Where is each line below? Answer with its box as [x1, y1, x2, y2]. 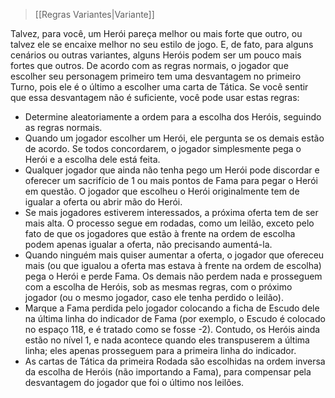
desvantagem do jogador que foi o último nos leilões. [24, 377, 245, 388]
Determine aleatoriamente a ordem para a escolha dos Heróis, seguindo [24, 111, 322, 123]
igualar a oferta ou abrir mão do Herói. [24, 196, 183, 208]
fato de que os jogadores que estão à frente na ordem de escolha [24, 228, 296, 239]
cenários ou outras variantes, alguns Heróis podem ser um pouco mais [10, 49, 302, 61]
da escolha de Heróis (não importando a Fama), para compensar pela [24, 366, 312, 378]
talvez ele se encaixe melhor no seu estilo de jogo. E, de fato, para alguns [10, 39, 314, 50]
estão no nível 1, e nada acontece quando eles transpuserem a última [24, 334, 310, 346]
